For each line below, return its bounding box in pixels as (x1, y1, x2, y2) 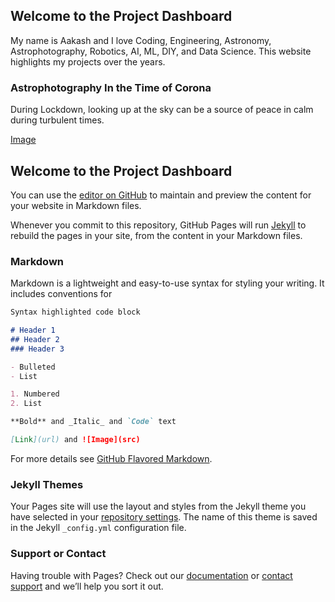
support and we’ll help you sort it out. (10, 580, 164, 592)
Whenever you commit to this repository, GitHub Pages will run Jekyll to (10, 219, 307, 231)
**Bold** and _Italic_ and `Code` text (10, 417, 177, 427)
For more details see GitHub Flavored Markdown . (10, 452, 213, 464)
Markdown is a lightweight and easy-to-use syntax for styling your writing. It (10, 277, 325, 289)
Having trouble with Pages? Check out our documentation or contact (10, 569, 293, 581)
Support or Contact (10, 547, 107, 561)
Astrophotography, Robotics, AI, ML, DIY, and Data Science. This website (10, 45, 312, 57)
